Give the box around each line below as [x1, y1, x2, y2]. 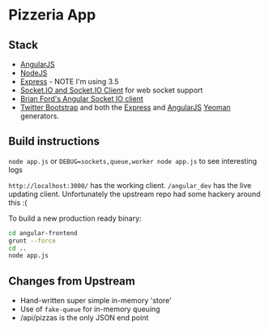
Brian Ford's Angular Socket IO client [19, 94, 143, 103]
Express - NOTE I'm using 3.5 [19, 77, 119, 86]
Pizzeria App [8, 6, 96, 24]
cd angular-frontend [8, 229, 79, 237]
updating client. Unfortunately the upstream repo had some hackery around [8, 189, 261, 199]
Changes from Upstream [8, 274, 135, 288]
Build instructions [8, 135, 100, 148]
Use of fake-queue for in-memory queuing [19, 304, 160, 314]
